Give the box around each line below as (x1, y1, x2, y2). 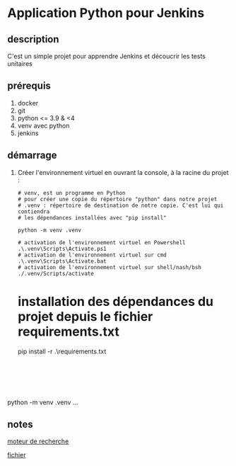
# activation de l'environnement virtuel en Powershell (17, 239, 186, 246)
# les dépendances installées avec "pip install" (17, 214, 167, 221)
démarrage (7, 149, 58, 161)
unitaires (7, 59, 33, 68)
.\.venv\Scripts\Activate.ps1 (17, 245, 107, 252)
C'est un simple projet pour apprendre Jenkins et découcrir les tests (7, 52, 206, 60)
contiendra (17, 208, 50, 215)
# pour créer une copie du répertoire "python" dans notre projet (17, 195, 218, 203)
